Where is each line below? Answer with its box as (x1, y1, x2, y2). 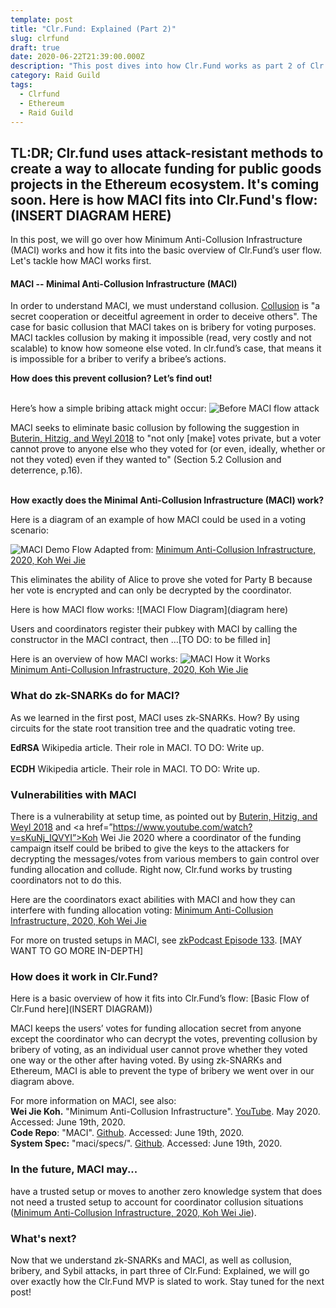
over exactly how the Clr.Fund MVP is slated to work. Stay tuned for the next (10, 1275, 325, 1287)
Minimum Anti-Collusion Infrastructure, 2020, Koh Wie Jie (10, 664, 249, 676)
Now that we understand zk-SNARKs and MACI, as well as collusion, (10, 1254, 292, 1266)
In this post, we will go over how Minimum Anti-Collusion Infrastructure (10, 234, 303, 246)
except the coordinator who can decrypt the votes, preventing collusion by (10, 1033, 318, 1045)
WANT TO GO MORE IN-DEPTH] (10, 944, 144, 956)
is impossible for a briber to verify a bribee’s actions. (10, 353, 227, 365)
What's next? (10, 1231, 77, 1245)
